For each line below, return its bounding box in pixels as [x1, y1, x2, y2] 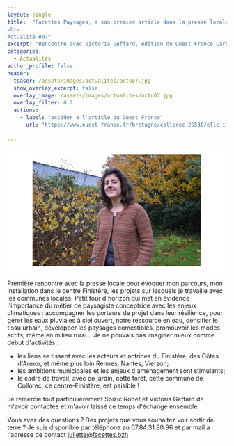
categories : [7, 48, 42, 55]
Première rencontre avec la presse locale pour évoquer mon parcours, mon [7, 279, 223, 288]
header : [7, 70, 30, 77]
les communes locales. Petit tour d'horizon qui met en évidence [7, 294, 190, 303]
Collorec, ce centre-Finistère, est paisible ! [17, 381, 139, 390]
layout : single [7, 11, 52, 18]
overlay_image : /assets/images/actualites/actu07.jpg [13, 92, 173, 99]
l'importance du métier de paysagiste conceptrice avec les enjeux [7, 301, 197, 310]
